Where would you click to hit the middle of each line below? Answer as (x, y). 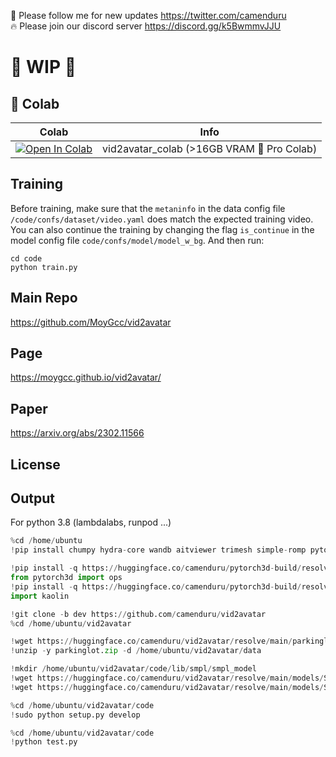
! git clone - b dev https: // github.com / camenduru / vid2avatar (138, 614)
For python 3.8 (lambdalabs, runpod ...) (91, 522)
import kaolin (40, 596)
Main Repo (44, 298)
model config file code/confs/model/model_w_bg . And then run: (137, 240)
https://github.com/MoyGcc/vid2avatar (91, 322)
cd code (26, 258)
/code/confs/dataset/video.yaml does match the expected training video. (162, 219)
